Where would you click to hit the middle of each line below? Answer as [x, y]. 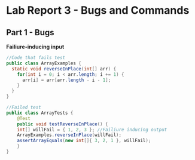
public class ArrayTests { [40, 113]
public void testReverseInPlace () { [63, 124]
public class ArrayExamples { [44, 63]
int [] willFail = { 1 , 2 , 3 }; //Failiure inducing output [92, 130]
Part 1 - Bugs [30, 33]
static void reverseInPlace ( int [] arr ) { [64, 69]
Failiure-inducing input [35, 47]
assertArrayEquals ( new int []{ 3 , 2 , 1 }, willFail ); [84, 141]
